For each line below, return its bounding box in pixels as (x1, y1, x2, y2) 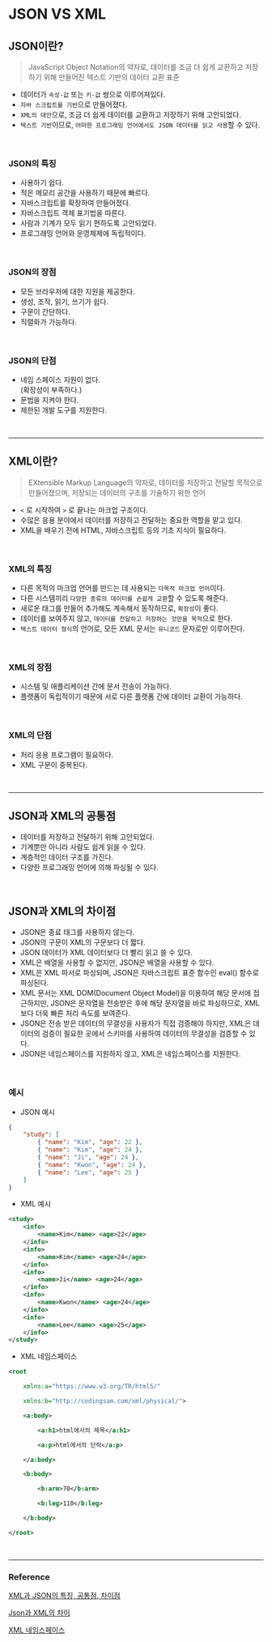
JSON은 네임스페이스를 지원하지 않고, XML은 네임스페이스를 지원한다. (19, 1049, 241, 1059)
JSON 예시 (19, 1107, 55, 1117)
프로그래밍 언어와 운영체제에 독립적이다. (19, 229, 147, 238)
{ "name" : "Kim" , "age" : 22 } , (37, 1138, 143, 1147)
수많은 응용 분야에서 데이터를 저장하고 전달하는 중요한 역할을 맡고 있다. (19, 515, 243, 525)
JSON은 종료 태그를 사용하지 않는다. (19, 928, 135, 937)
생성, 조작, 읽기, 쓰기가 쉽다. (19, 297, 109, 307)
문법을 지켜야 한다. (19, 395, 79, 405)
